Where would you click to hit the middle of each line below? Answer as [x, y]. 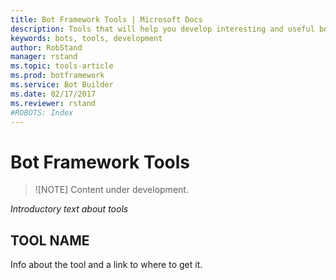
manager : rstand [44, 57]
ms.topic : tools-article [62, 66]
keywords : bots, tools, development [86, 38]
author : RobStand [46, 47]
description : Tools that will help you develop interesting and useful [162, 29]
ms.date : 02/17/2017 [53, 94]
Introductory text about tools [69, 209]
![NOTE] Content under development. [111, 190]
